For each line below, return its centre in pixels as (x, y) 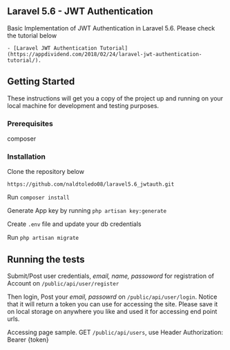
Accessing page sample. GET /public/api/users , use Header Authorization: (115, 333)
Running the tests (46, 259)
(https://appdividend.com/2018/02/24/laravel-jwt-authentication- (105, 54)
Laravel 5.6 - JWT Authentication (80, 11)
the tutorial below (32, 35)
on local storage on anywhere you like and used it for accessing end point (112, 312)
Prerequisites (30, 123)
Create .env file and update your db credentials (74, 224)
